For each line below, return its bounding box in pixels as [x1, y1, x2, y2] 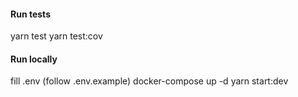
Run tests [10, 8, 51, 20]
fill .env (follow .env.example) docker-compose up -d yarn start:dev [10, 75, 289, 87]
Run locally [10, 53, 58, 65]
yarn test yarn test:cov [10, 30, 103, 42]
